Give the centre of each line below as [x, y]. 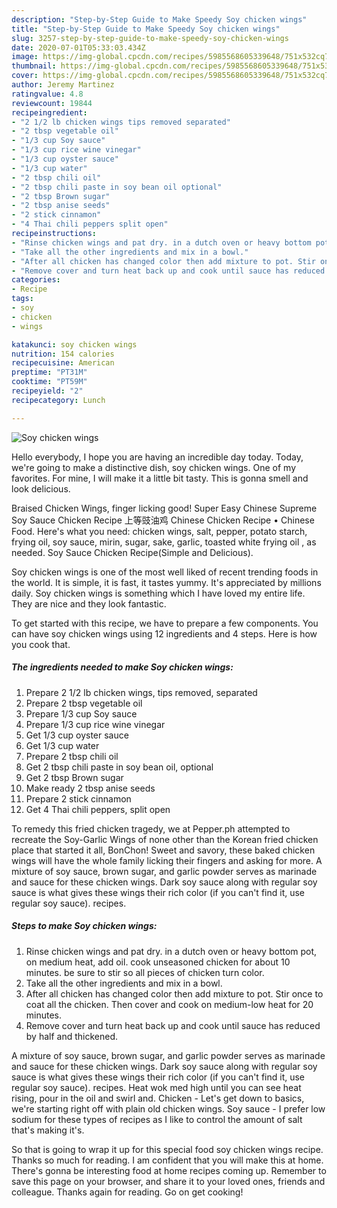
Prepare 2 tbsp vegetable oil [84, 703]
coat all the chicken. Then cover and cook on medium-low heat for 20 [169, 1004]
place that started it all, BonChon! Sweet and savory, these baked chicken [163, 850]
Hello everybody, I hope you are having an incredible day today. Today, [157, 457]
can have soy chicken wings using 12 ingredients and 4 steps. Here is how [164, 633]
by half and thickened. [72, 1036]
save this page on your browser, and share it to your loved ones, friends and [168, 1181]
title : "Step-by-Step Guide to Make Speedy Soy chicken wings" [146, 29]
